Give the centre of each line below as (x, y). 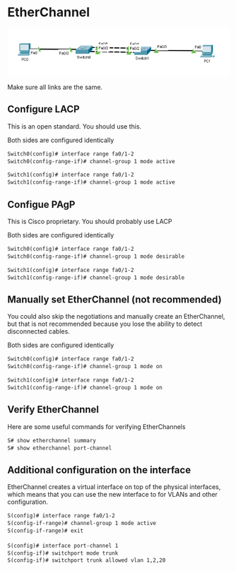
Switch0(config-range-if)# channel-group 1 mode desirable (96, 256)
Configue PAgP (41, 205)
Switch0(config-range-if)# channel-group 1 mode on (85, 367)
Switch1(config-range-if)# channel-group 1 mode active (91, 182)
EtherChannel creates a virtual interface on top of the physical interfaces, (114, 487)
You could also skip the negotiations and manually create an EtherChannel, (116, 317)
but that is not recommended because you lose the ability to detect (105, 324)
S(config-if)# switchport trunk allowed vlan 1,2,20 (87, 560)
